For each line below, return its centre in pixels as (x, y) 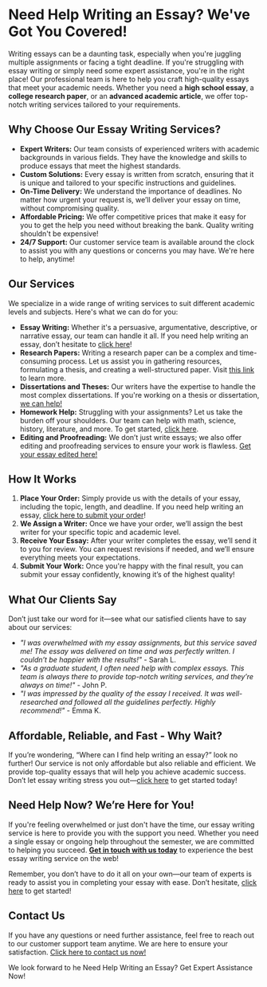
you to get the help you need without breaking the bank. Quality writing (137, 225)
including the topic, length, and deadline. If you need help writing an (132, 507)
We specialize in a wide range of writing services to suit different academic (132, 303)
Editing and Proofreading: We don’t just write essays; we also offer (131, 437)
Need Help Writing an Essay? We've (130, 15)
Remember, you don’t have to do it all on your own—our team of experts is (130, 874)
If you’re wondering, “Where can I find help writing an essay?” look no (123, 755)
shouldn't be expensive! (59, 234)
